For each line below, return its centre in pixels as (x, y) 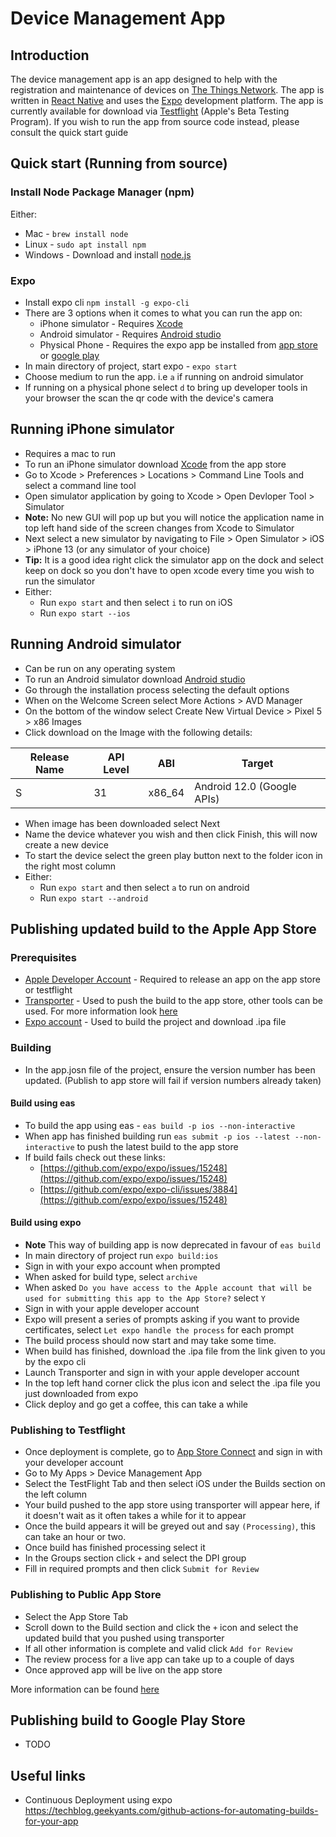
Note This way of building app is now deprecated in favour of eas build (172, 1245)
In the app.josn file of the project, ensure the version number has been (170, 1069)
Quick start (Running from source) (119, 163)
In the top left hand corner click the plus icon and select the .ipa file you (172, 1383)
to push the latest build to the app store (157, 1146)
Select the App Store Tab (76, 1616)
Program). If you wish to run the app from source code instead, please (155, 121)
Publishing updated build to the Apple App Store (163, 929)
